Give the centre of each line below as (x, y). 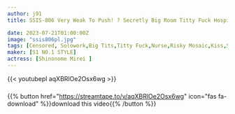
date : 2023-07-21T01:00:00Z (48, 33)
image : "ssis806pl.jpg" (42, 39)
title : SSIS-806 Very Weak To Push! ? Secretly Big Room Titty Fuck (109, 20)
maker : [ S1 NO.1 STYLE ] (42, 52)
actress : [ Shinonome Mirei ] (50, 59)
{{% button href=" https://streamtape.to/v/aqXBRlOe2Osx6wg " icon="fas (112, 96)
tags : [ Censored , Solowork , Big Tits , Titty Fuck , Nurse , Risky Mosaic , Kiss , (117, 46)
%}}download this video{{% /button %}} (98, 104)
